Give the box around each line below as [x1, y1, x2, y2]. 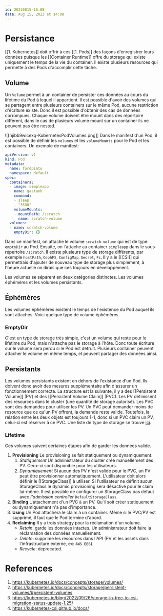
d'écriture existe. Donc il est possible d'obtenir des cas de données [5, 107, 141, 113]
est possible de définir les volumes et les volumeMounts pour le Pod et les [5, 138, 149, 143]
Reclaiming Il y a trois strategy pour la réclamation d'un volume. [12, 520, 141, 526]
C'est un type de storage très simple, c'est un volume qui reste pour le [5, 335, 146, 341]
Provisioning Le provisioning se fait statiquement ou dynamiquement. [12, 452, 153, 458]
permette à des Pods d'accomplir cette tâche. [5, 65, 97, 71]
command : [14, 193, 32, 198]
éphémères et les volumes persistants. [5, 280, 83, 285]
